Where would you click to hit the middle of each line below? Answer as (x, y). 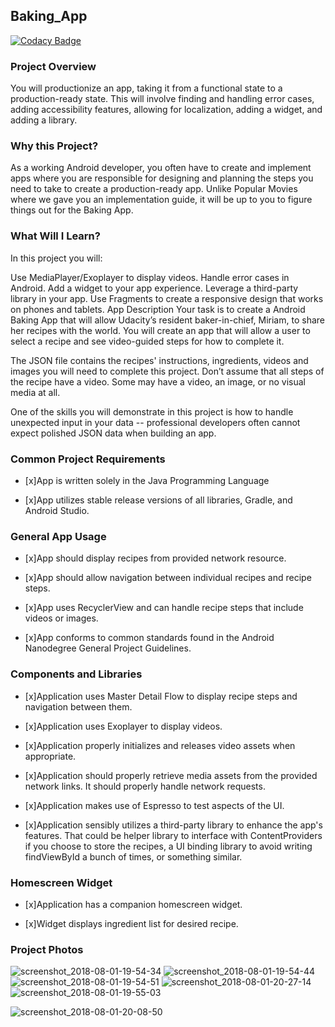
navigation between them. (78, 706)
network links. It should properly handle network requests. (145, 786)
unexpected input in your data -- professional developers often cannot (155, 422)
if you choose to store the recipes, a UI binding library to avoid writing (168, 846)
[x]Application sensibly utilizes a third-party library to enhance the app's (173, 825)
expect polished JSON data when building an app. (113, 433)
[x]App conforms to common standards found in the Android (149, 638)
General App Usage (58, 536)
